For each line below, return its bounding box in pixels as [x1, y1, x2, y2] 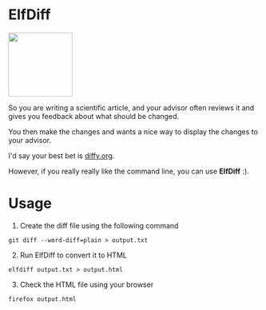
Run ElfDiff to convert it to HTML [19, 250, 128, 260]
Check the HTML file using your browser [19, 280, 154, 289]
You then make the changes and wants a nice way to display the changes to [8, 126, 258, 137]
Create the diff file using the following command [19, 221, 179, 230]
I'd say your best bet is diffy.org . [8, 150, 115, 161]
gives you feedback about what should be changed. [8, 111, 180, 121]
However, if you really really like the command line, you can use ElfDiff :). [8, 166, 249, 176]
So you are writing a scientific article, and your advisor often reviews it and [8, 102, 255, 113]
